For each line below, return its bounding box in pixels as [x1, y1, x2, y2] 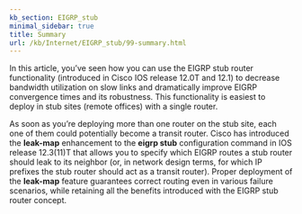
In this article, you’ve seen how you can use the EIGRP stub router [9, 63, 254, 74]
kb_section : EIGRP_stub [9, 13, 99, 22]
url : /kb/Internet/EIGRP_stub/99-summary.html [9, 38, 187, 48]
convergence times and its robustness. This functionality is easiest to [9, 92, 266, 103]
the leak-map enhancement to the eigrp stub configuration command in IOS [9, 138, 292, 148]
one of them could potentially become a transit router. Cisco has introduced [9, 128, 289, 139]
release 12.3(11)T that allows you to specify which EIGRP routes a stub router [9, 147, 293, 158]
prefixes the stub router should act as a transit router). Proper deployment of [9, 166, 293, 177]
